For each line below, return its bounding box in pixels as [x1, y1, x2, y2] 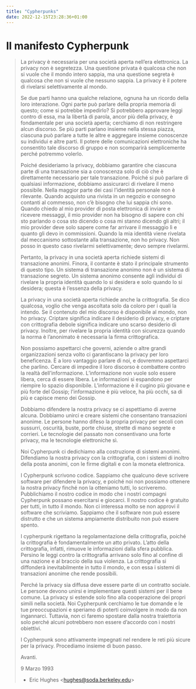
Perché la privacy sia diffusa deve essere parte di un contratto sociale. [20, 581, 191, 588]
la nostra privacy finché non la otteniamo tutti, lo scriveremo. [20, 484, 167, 491]
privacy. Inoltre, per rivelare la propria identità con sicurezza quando [20, 327, 185, 334]
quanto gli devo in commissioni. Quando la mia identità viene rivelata [20, 230, 186, 237]
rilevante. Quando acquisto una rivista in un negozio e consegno [20, 193, 176, 200]
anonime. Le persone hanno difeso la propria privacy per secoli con [20, 418, 184, 425]
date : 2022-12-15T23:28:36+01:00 [6, 14, 88, 20]
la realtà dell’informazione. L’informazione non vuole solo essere [20, 369, 176, 377]
